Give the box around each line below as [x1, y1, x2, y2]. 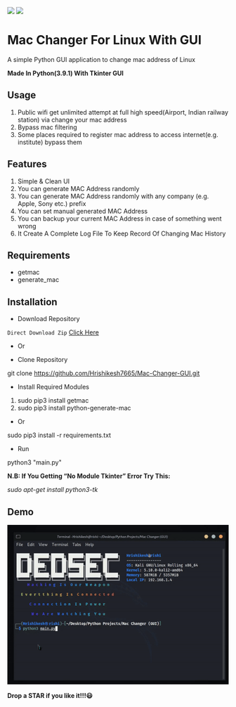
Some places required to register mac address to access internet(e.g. [17, 130, 219, 138]
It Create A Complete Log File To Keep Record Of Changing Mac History [17, 229, 226, 238]
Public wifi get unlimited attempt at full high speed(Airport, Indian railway [17, 108, 229, 116]
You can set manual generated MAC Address [17, 207, 148, 215]
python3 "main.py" [7, 458, 62, 467]
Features [7, 158, 47, 170]
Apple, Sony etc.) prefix [17, 199, 86, 207]
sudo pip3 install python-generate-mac [17, 404, 131, 413]
